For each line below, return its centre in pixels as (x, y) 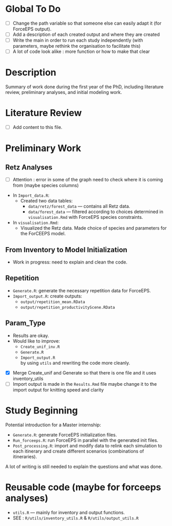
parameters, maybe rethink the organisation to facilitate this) (77, 46)
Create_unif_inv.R (40, 347)
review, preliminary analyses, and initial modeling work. (64, 92)
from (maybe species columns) (46, 185)
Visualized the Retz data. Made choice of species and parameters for (93, 228)
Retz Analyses (29, 167)
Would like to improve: (36, 341)
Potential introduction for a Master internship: (53, 425)
